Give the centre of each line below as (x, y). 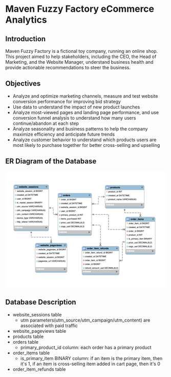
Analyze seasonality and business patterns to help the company (80, 128)
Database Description (41, 302)
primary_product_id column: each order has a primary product (86, 347)
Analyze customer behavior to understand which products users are (84, 140)
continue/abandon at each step (46, 123)
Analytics (26, 20)
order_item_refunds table (39, 369)
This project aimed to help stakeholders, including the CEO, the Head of (81, 56)
